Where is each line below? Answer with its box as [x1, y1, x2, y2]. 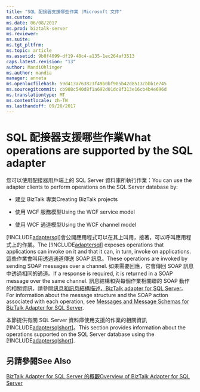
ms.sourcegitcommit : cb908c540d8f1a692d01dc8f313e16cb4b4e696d [6, 87, 167, 92]
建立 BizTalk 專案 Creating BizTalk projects [14, 196, 118, 203]
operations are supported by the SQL [6, 144, 193, 157]
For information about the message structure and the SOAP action [6, 292, 169, 299]
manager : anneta [6, 75, 47, 81]
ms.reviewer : [6, 31, 39, 37]
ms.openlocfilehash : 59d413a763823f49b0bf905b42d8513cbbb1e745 [6, 81, 167, 87]
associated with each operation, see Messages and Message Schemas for [6, 298, 189, 305]
